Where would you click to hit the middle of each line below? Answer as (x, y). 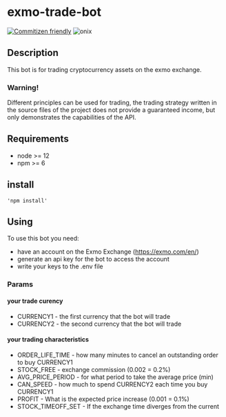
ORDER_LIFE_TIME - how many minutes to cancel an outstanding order (118, 355)
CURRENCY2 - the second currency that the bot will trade (99, 324)
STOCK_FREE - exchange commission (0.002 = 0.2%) (94, 369)
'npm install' (28, 201)
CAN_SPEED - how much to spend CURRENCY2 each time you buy (112, 384)
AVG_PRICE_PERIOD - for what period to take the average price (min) (115, 377)
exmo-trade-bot (54, 12)
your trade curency (35, 301)
